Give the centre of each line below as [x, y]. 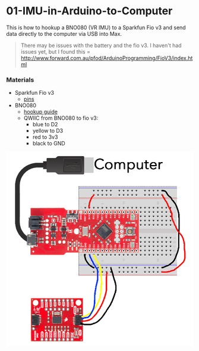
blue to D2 [45, 125]
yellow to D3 [48, 131]
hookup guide [41, 112]
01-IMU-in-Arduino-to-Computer [89, 11]
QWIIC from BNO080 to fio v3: [61, 118]
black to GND [49, 144]
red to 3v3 [45, 137]
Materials [20, 80]
